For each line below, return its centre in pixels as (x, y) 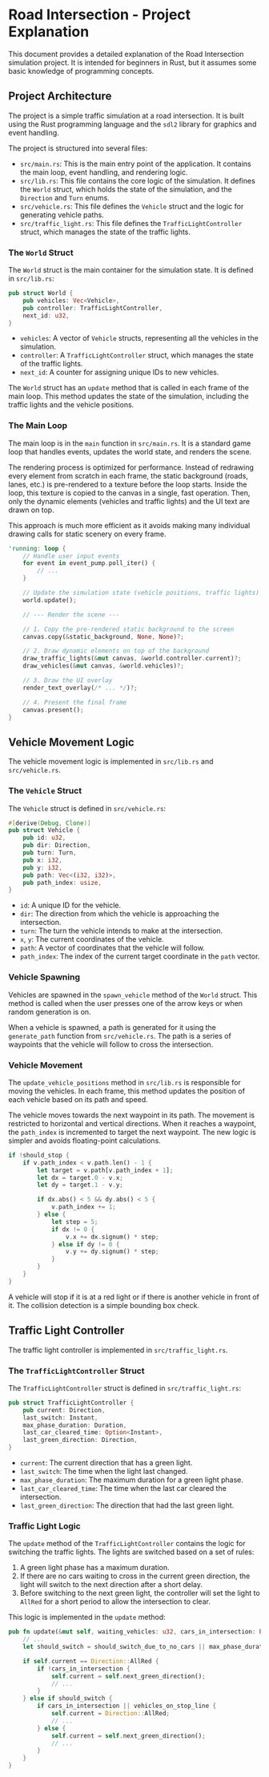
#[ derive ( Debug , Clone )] (50, 823)
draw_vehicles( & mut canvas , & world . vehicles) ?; (103, 666)
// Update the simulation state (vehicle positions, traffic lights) (141, 593)
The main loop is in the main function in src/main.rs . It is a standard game (130, 443)
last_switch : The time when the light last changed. (104, 1472)
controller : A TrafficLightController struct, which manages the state (137, 355)
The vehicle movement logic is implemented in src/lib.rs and (111, 761)
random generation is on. (50, 1012)
